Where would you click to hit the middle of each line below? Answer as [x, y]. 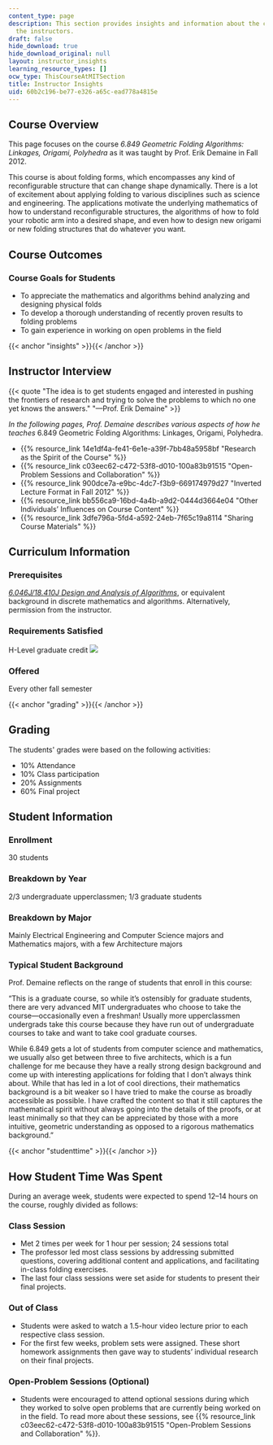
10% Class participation [60, 774]
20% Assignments [51, 783]
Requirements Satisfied [56, 631]
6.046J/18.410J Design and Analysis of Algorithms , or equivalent [117, 593]
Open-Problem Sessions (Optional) [79, 1382]
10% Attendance [48, 765]
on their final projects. [57, 1360]
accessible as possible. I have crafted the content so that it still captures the [135, 1101]
